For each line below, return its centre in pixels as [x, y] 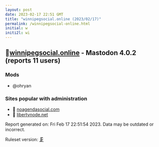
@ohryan [22, 85]
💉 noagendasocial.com [36, 109]
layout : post [19, 10]
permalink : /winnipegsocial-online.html [48, 24]
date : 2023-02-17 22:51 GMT [34, 14]
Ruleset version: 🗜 [24, 139]
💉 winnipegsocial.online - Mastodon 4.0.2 [71, 53]
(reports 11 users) [33, 61]
